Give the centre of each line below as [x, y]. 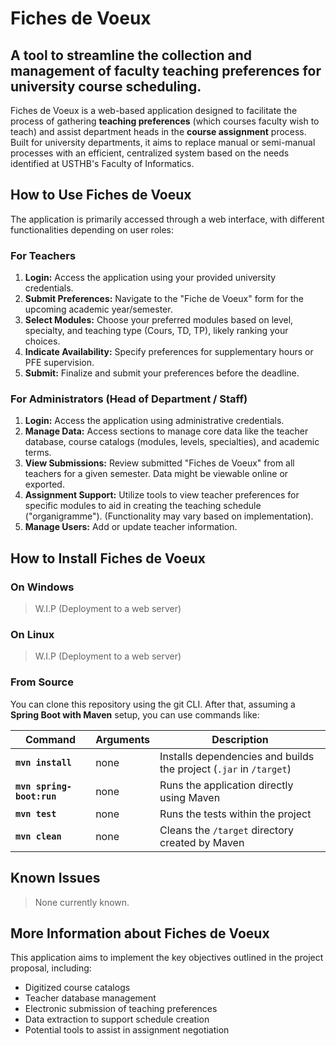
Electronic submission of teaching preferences [121, 1009]
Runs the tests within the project [235, 814]
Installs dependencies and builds [237, 756]
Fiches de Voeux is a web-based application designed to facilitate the [154, 110]
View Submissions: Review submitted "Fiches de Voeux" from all [159, 463]
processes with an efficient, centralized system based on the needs [150, 153]
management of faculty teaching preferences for [166, 70]
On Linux [32, 635]
